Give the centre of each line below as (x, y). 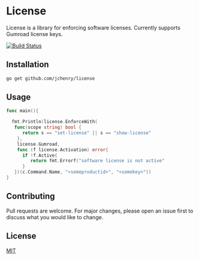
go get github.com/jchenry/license (51, 78)
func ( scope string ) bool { (48, 127)
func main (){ (22, 111)
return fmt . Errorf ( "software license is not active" (97, 161)
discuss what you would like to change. (55, 217)
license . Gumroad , (39, 144)
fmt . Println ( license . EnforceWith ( (55, 122)
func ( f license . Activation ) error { (63, 150)
